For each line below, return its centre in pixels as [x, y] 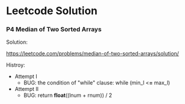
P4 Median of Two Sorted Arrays [54, 30]
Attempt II [27, 89]
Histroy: [16, 65]
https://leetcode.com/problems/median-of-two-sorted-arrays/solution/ [92, 54]
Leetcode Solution [52, 11]
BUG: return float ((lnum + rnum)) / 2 [68, 95]
